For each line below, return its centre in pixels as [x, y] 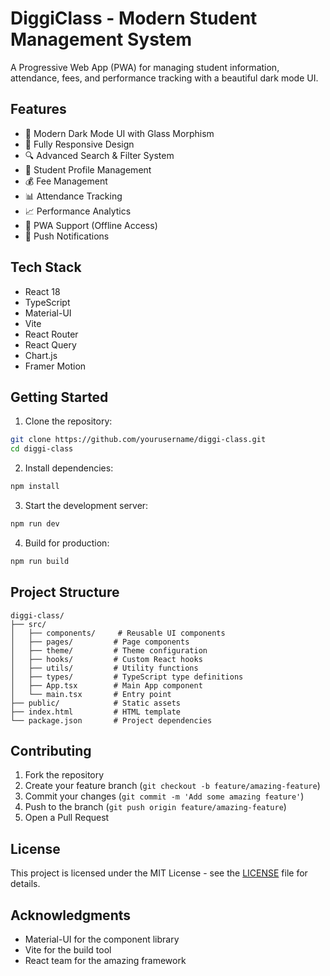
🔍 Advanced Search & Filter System [99, 155]
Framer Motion [55, 366]
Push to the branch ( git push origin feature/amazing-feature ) [155, 807]
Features [38, 109]
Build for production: [67, 543]
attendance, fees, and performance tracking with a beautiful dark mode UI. [164, 78]
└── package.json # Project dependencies [111, 720]
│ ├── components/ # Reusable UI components [118, 633]
